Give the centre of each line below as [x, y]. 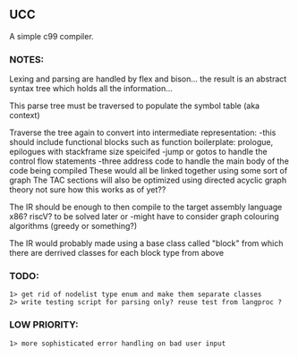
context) [25, 115]
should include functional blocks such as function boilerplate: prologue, [141, 142]
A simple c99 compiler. [51, 36]
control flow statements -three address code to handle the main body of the [149, 161]
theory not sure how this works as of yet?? [88, 190]
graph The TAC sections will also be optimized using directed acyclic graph [148, 180]
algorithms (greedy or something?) [73, 226]
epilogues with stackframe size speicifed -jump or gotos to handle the [138, 152]
